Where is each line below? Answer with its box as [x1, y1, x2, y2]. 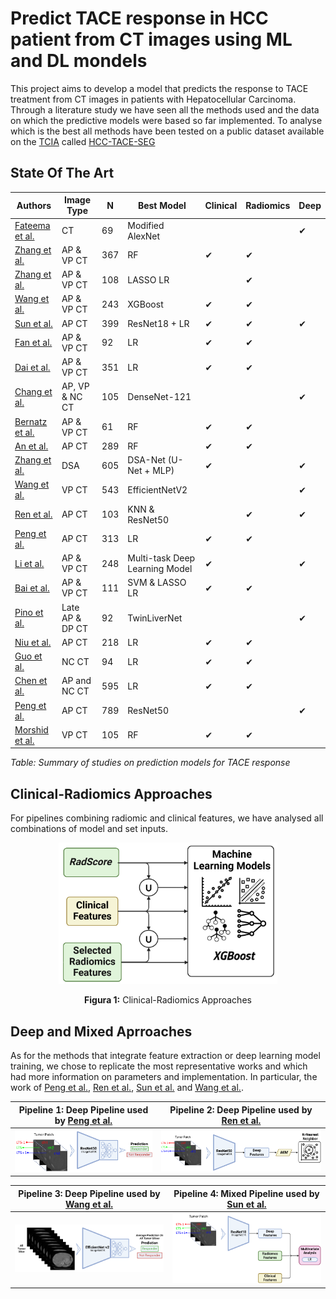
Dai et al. [14, 361, 51, 373]
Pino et [14, 607, 44, 618]
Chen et [14, 675, 48, 687]
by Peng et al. [54, 1114, 113, 1126]
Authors [16, 199, 52, 211]
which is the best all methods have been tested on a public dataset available [10, 125, 325, 137]
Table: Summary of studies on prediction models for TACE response [10, 757, 291, 769]
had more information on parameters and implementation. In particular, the [10, 1071, 318, 1083]
